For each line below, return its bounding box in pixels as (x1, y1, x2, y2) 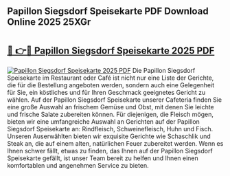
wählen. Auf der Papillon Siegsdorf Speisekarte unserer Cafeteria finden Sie (7, 96, 222, 104)
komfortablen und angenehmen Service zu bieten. (7, 162, 149, 169)
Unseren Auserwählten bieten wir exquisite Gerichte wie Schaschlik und (7, 132, 211, 140)
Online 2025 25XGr (7, 16, 91, 28)
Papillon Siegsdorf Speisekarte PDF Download (7, 5, 209, 17)
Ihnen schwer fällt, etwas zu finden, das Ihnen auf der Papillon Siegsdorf (7, 147, 213, 155)
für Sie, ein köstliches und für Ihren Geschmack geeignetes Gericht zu (7, 89, 206, 96)
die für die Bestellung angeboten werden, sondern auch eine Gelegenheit (7, 81, 215, 89)
